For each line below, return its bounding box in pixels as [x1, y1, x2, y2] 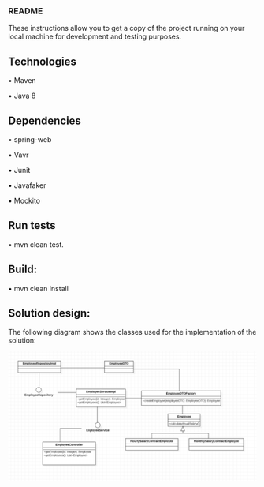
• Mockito [8, 196, 41, 205]
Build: [8, 263, 38, 276]
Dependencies [8, 114, 81, 127]
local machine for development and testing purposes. [8, 32, 182, 41]
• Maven [8, 76, 37, 85]
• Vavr [8, 150, 29, 159]
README [8, 6, 43, 17]
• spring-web [8, 134, 52, 144]
